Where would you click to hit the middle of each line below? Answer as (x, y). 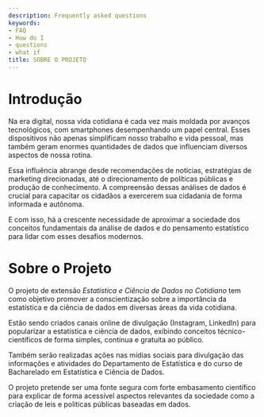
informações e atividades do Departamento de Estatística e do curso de (126, 363)
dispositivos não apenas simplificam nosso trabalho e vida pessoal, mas (126, 138)
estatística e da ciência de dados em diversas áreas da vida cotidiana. (122, 307)
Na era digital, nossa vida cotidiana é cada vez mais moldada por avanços (129, 121)
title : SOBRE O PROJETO (48, 60)
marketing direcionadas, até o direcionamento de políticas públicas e (121, 179)
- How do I (26, 38)
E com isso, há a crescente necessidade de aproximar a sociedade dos (124, 219)
